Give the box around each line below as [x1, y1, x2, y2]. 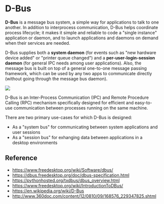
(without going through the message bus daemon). [5, 76, 108, 82]
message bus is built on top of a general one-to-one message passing [5, 65, 147, 71]
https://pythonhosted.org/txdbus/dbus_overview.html [12, 177, 120, 183]
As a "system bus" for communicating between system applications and [12, 124, 158, 130]
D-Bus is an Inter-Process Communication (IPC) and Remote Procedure [5, 94, 149, 100]
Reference [5, 154, 38, 162]
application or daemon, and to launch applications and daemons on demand [5, 35, 159, 41]
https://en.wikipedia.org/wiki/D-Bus [12, 188, 84, 194]
